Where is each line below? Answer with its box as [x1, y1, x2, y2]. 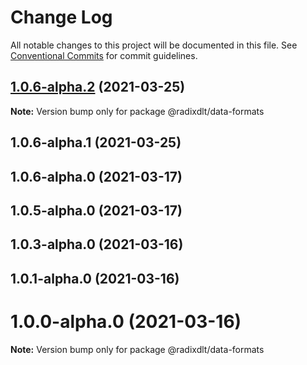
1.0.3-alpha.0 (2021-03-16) [10, 236, 184, 253]
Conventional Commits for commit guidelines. [10, 49, 198, 61]
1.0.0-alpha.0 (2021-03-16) [10, 310, 242, 333]
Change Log [10, 6, 113, 29]
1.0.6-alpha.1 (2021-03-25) [10, 134, 182, 151]
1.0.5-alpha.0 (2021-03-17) [10, 202, 183, 219]
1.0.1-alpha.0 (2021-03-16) [10, 270, 180, 287]
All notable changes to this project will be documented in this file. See [10, 39, 298, 51]
